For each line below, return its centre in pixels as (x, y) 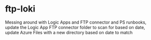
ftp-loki (20, 9)
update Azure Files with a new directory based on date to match (69, 32)
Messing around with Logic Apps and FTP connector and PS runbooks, (76, 22)
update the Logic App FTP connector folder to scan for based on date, (75, 27)
